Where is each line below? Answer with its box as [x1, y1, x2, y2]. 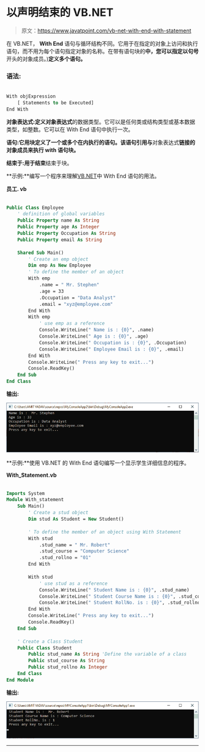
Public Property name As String [17, 217, 99, 223]
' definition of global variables [17, 211, 105, 217]
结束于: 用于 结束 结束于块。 [6, 159, 73, 167]
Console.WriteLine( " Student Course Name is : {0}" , [38, 593, 176, 599]
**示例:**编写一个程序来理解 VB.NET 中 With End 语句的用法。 [6, 172, 160, 179]
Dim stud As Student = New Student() [28, 516, 124, 522]
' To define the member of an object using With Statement [28, 529, 182, 535]
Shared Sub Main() [17, 250, 64, 256]
